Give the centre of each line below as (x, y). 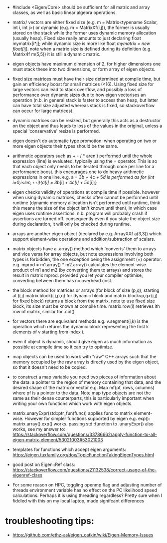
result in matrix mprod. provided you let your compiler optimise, (78, 275)
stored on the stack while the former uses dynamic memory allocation (84, 33)
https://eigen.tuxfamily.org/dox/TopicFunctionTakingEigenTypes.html (83, 455)
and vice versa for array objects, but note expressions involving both (83, 254)
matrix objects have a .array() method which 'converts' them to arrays (84, 249)
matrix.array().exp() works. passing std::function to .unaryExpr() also (83, 424)
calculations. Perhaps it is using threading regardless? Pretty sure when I (87, 495)
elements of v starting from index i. (48, 332)
